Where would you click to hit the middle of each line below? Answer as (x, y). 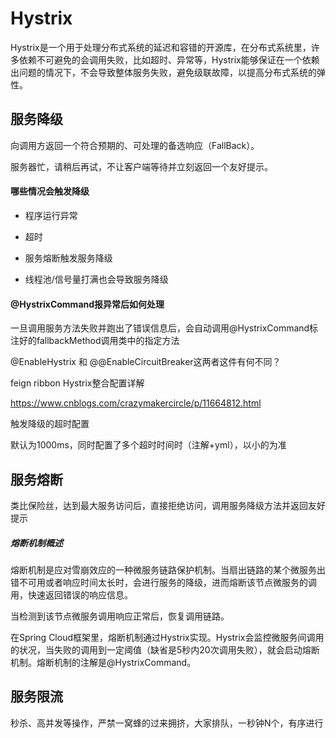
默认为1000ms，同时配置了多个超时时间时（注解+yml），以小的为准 (148, 445)
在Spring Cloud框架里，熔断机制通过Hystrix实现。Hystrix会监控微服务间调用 (167, 637)
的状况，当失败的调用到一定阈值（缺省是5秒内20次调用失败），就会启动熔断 (165, 649)
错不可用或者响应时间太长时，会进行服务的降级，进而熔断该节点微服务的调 (163, 582)
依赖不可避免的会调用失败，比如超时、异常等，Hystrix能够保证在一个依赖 (169, 59)
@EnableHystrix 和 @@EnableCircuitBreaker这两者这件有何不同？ (146, 362)
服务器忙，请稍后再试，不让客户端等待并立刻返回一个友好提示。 (141, 166)
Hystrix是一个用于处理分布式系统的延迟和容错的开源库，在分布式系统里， (161, 47)
